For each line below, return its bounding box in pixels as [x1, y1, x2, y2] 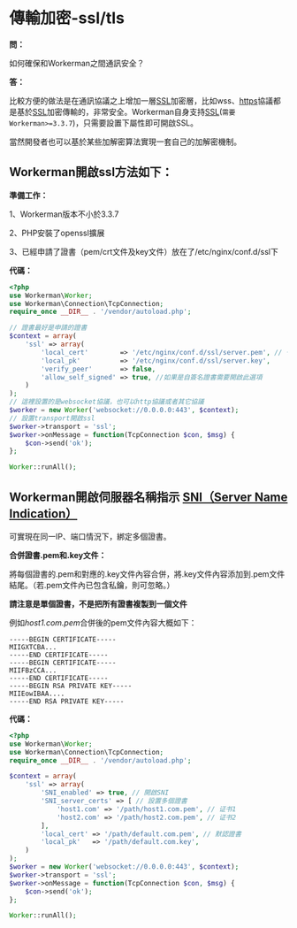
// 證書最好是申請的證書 [9, 324, 88, 333]
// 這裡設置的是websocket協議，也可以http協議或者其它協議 [9, 397, 205, 407]
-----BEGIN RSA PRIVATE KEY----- [9, 681, 133, 690]
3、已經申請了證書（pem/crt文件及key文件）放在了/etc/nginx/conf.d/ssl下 [9, 246, 278, 257]
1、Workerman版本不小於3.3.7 [9, 209, 119, 219]
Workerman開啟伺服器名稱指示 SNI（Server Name [9, 489, 288, 504]
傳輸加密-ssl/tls [9, 8, 126, 28]
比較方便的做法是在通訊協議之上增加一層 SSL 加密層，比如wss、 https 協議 [9, 95, 274, 106]
